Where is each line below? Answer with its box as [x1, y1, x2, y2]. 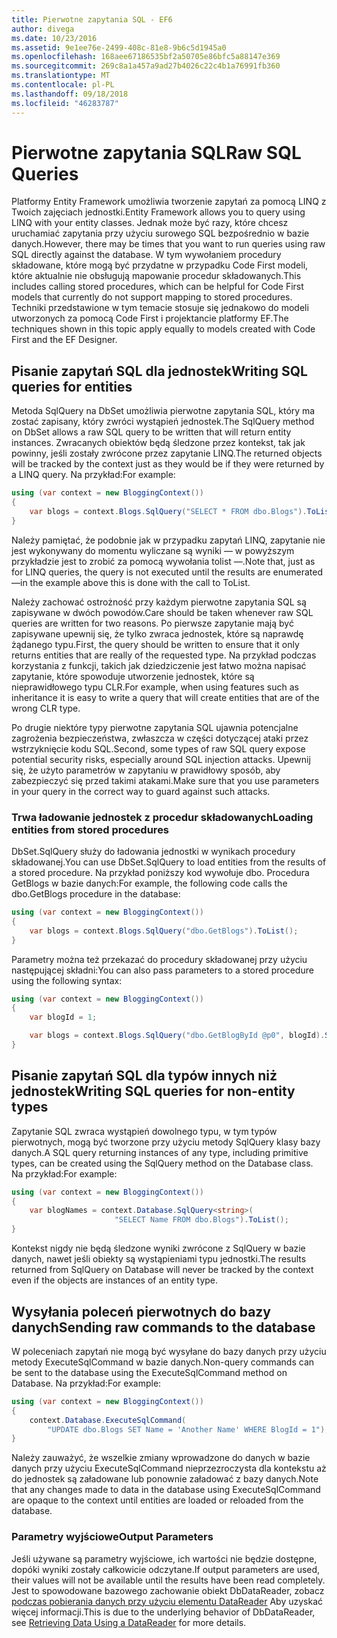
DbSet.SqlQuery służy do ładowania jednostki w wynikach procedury [11, 846, 296, 858]
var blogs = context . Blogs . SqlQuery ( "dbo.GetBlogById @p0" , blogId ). [29, 1031, 326, 1041]
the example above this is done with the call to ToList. [29, 576, 251, 588]
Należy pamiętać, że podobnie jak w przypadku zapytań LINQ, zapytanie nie [11, 534, 326, 546]
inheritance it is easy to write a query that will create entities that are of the [11, 691, 320, 703]
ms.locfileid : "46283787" [11, 98, 119, 108]
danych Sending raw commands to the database [11, 1319, 316, 1336]
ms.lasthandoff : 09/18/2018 [11, 89, 129, 99]
